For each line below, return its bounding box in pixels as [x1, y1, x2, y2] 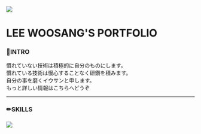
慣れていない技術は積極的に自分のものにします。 [6, 62, 127, 69]
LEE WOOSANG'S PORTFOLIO [6, 26, 157, 40]
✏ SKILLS [6, 105, 33, 114]
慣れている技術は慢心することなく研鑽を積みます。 [6, 69, 132, 77]
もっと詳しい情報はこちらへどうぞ [6, 84, 90, 92]
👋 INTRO [6, 48, 30, 56]
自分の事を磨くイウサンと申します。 [6, 77, 95, 84]
